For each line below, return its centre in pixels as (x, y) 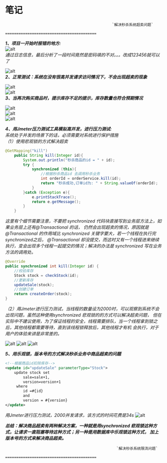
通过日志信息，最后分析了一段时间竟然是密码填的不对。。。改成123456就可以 (83, 55)
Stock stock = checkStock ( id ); (46, 275)
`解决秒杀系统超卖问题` (132, 25)
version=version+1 (42, 382)
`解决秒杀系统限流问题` (137, 449)
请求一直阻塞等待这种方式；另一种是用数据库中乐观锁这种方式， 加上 (88, 432)
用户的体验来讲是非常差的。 (34, 334)
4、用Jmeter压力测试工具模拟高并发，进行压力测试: (58, 129)
